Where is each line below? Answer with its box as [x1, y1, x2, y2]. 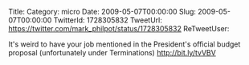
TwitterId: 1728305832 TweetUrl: [53, 15, 163, 25]
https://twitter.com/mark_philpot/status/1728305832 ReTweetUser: [8, 24, 230, 33]
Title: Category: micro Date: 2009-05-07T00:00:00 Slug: [8, 7, 197, 16]
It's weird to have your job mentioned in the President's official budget [8, 39, 241, 49]
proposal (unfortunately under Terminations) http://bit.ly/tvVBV [8, 48, 217, 57]
